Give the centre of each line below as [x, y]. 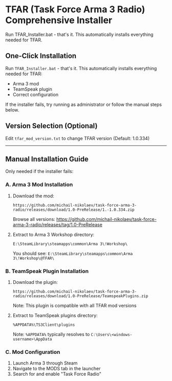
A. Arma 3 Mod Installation [39, 185]
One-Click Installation [41, 56]
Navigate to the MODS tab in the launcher [57, 369]
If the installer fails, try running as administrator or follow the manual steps [84, 104]
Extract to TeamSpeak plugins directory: [55, 315]
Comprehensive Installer [59, 20]
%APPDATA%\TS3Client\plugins [44, 325]
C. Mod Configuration [33, 352]
